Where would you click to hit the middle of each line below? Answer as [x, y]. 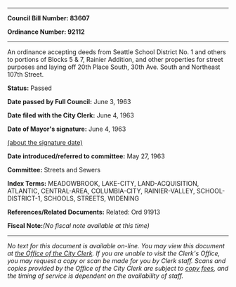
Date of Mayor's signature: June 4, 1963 [67, 129]
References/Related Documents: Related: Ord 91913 [84, 212]
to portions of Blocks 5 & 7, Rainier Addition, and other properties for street [115, 59]
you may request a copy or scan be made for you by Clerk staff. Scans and [117, 261]
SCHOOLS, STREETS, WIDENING [91, 198]
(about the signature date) [45, 142]
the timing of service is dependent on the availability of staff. [96, 276]
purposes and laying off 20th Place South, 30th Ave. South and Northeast [114, 67]
